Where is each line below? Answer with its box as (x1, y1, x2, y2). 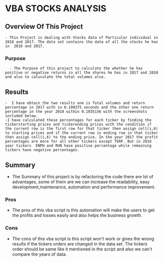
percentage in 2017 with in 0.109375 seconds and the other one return (5, 105, 154, 110)
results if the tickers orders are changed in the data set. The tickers (12, 241, 148, 246)
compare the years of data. (12, 251, 67, 257)
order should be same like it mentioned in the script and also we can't (12, 246, 152, 252)
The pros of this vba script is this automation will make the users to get (12, 207, 155, 213)
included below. (5, 113, 38, 118)
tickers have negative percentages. (5, 148, 80, 152)
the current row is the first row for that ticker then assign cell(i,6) (5, 126, 159, 131)
